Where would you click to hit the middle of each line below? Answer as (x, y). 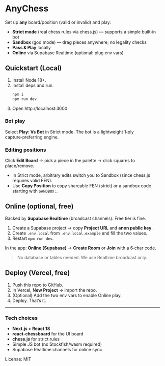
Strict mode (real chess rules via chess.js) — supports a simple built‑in (84, 32)
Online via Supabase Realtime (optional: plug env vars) (68, 53)
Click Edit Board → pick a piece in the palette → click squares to (70, 161)
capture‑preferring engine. (32, 137)
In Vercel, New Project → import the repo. (55, 290)
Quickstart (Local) (34, 68)
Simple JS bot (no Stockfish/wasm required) (57, 344)
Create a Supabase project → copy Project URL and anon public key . (82, 228)
